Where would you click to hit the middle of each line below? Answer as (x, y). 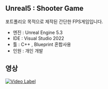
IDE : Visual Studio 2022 (38, 38)
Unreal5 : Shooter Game (44, 8)
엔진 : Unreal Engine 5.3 (38, 32)
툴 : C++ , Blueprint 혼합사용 (42, 44)
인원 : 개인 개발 (28, 50)
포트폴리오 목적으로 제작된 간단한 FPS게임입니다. (54, 21)
